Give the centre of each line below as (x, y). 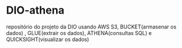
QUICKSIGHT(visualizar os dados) (48, 39)
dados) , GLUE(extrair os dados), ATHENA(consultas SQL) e (79, 33)
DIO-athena (35, 10)
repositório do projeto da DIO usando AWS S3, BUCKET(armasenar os (91, 27)
